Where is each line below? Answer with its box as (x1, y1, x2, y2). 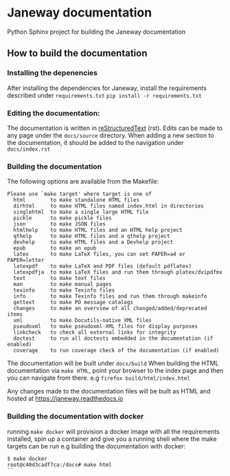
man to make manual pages (13, 281, 112, 288)
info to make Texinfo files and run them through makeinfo (13, 293, 207, 300)
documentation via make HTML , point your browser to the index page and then (7, 367, 224, 375)
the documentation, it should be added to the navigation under (7, 138, 184, 147)
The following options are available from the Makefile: (7, 177, 159, 186)
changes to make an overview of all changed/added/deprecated (13, 305, 207, 312)
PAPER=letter (7, 257, 45, 264)
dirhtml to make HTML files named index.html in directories (13, 203, 205, 210)
